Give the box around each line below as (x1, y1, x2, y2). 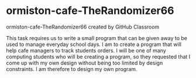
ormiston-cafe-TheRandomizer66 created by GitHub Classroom (6, 23, 160, 30)
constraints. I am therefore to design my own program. (6, 65, 137, 72)
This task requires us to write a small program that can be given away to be (6, 34, 188, 41)
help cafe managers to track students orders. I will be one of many (6, 47, 167, 54)
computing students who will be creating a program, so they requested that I (6, 53, 191, 60)
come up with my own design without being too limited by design (6, 59, 163, 66)
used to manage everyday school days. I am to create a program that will (6, 41, 181, 48)
